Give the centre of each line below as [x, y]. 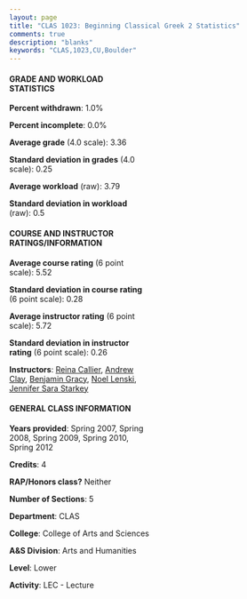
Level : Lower [33, 567]
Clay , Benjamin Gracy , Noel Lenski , [73, 379]
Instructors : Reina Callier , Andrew [72, 369]
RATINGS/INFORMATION [56, 243]
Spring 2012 [31, 447]
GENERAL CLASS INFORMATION [70, 409]
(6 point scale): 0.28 [46, 299]
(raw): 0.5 [27, 213]
